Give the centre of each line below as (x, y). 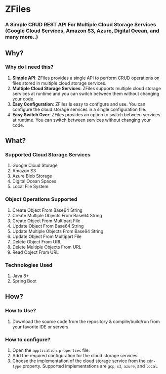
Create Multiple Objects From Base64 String (57, 215)
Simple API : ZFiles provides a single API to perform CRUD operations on (86, 78)
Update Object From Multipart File (47, 236)
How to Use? (21, 311)
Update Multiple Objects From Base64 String (58, 231)
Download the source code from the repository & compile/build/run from (86, 321)
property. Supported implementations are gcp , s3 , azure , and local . (91, 366)
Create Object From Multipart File (46, 221)
